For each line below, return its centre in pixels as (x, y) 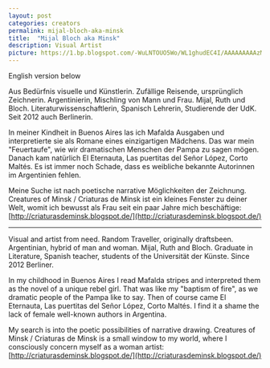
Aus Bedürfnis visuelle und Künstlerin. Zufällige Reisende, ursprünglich (126, 91)
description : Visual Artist (55, 46)
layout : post (30, 16)
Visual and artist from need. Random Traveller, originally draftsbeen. (121, 239)
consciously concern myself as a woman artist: (86, 347)
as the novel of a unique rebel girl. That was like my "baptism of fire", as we (133, 289)
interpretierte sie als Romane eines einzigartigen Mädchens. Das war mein (131, 141)
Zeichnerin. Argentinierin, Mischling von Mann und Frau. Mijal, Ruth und (127, 100)
